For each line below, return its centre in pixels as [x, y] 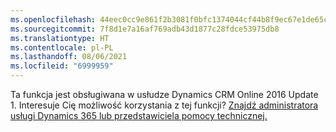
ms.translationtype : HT [60, 38]
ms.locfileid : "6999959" [62, 66]
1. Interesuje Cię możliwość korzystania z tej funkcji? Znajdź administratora [164, 105]
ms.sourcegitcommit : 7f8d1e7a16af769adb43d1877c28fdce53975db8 [145, 29]
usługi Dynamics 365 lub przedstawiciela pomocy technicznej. [139, 115]
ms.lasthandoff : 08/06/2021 [69, 57]
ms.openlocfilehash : [53, 19]
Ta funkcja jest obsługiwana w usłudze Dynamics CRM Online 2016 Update [164, 94]
